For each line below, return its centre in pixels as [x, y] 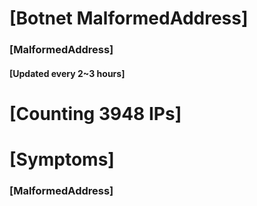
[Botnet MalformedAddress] [129, 18]
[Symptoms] [62, 159]
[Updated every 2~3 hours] [67, 73]
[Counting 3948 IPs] [95, 113]
